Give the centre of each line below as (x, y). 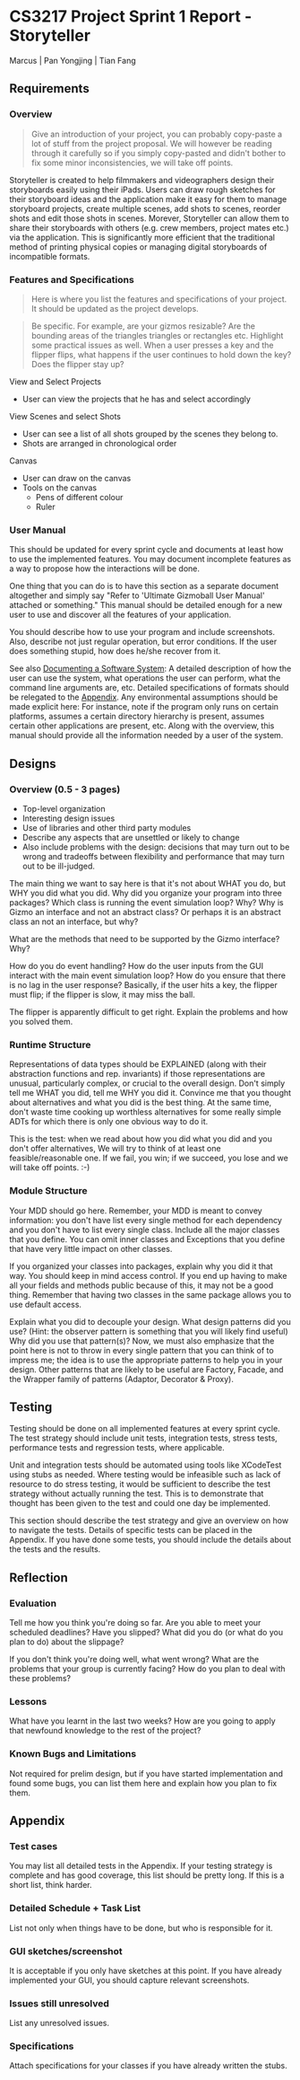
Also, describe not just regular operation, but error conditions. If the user (143, 642)
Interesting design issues (69, 818)
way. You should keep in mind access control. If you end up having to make (148, 1275)
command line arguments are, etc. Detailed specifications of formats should (149, 688)
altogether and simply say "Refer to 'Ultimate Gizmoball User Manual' (137, 595)
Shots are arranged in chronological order (99, 443)
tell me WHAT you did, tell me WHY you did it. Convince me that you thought (150, 1093)
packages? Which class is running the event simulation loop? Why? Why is (146, 902)
